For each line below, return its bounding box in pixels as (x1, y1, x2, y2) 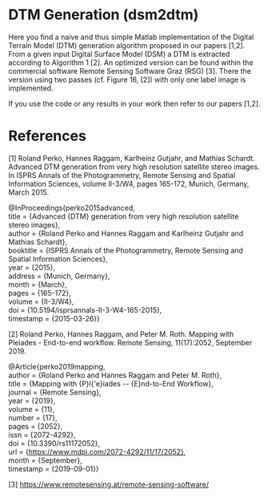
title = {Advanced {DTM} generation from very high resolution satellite (8, 211, 239, 221)
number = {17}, (8, 413, 58, 422)
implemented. (8, 83, 54, 93)
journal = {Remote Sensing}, (8, 387, 102, 397)
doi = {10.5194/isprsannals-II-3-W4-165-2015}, (8, 305, 162, 314)
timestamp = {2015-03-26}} (8, 313, 100, 323)
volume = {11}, (8, 404, 55, 414)
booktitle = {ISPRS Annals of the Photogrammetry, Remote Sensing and (8, 245, 244, 255)
